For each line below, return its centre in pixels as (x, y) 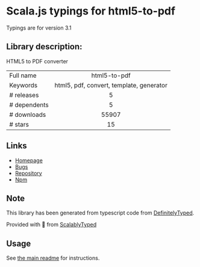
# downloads (28, 115)
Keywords (23, 85)
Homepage (29, 160)
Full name (23, 75)
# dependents (29, 105)
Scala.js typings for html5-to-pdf (91, 11)
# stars (19, 124)
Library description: (44, 47)
